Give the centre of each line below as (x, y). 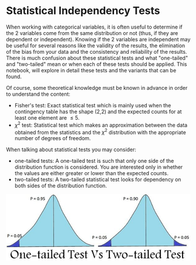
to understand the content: (38, 94)
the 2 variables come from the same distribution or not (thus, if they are (92, 33)
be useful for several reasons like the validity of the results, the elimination (96, 46)
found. (14, 76)
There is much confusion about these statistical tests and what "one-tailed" (97, 58)
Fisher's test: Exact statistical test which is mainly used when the (93, 105)
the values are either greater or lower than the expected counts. (91, 173)
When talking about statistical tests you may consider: (71, 149)
